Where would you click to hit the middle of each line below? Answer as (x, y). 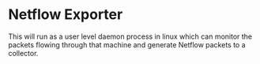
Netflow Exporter (66, 15)
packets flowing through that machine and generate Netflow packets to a (127, 44)
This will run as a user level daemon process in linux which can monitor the (130, 36)
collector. (23, 53)
